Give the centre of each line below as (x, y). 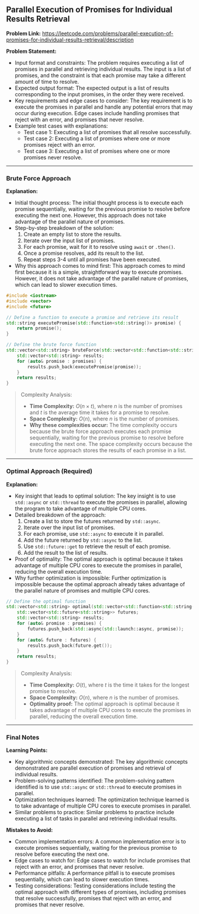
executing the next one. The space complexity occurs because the (111, 444)
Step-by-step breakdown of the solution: (64, 228)
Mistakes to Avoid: (30, 830)
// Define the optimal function (46, 601)
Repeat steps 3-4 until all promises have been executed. (92, 260)
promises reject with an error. (60, 144)
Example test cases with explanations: (61, 126)
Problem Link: (24, 33)
